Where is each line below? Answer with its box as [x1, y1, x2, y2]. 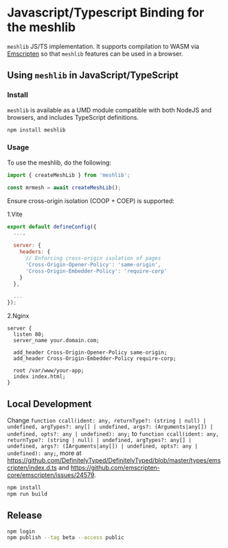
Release [7, 509, 43, 521]
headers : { [19, 249, 51, 255]
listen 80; [13, 331, 45, 338]
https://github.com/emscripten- [71, 463, 160, 472]
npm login [7, 528, 36, 535]
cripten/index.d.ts [7, 463, 57, 472]
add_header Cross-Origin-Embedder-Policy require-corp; [13, 355, 176, 362]
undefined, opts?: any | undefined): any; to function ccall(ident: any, [7, 429, 220, 438]
